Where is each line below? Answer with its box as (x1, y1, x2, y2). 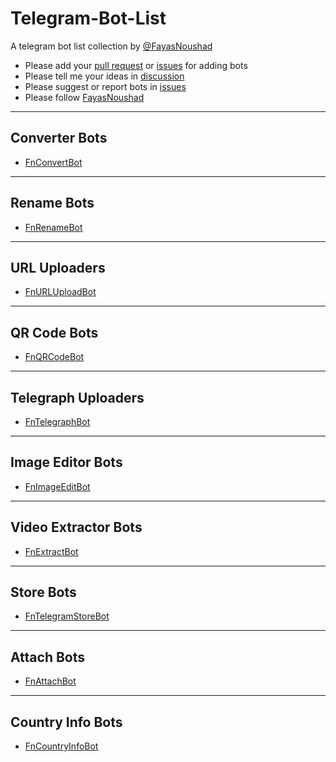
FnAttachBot (24, 675, 77, 687)
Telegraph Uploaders (10, 389, 145, 406)
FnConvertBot (24, 156, 83, 168)
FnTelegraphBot (24, 416, 91, 427)
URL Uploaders (10, 259, 106, 276)
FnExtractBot (24, 545, 79, 557)
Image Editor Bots (10, 454, 123, 471)
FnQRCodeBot (24, 351, 85, 363)
